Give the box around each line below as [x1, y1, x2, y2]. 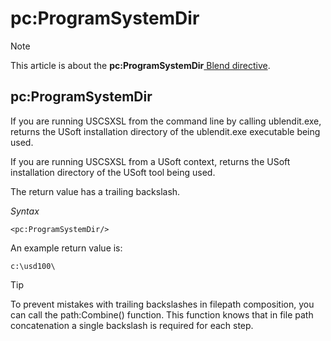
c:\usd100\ [10, 261, 56, 271]
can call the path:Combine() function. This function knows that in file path [10, 308, 314, 321]
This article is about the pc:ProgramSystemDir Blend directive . [10, 59, 271, 71]
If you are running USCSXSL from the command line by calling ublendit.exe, [10, 115, 322, 127]
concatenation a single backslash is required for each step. [10, 319, 254, 331]
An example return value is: [10, 242, 123, 254]
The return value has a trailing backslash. [10, 185, 181, 197]
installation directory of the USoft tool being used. [10, 166, 216, 178]
